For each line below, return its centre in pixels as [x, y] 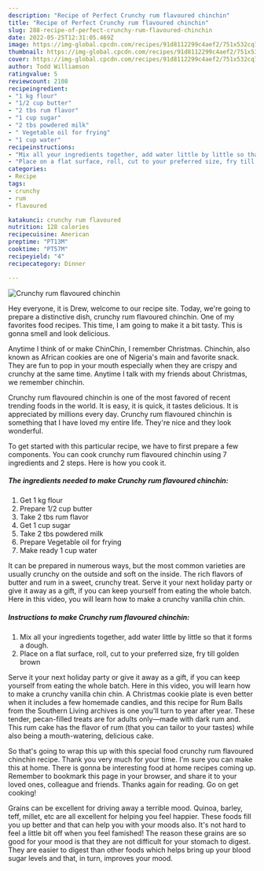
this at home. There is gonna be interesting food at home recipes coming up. [132, 768]
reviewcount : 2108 [38, 81]
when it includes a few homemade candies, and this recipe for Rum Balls [126, 703]
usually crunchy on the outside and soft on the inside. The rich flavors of [126, 574]
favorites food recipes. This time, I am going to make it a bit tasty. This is [125, 325]
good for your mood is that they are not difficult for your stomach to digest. [130, 842]
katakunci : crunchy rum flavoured [65, 220]
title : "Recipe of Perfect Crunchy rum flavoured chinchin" [109, 23]
